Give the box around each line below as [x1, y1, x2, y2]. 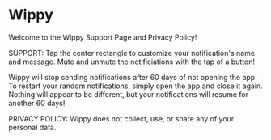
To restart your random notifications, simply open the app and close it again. [8, 81, 263, 91]
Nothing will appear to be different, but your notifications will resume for [8, 89, 249, 99]
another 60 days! [8, 98, 66, 108]
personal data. [8, 122, 57, 132]
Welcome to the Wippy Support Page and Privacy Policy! [8, 32, 197, 42]
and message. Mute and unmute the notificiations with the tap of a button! [8, 57, 256, 66]
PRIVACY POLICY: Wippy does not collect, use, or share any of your [8, 113, 235, 123]
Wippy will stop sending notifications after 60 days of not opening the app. [8, 72, 257, 82]
